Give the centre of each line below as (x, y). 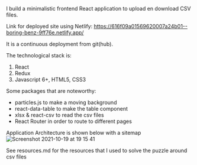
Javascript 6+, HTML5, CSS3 (50, 80)
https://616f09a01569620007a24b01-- (141, 26)
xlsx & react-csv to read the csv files (59, 115)
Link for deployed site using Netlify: (49, 26)
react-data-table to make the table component (71, 109)
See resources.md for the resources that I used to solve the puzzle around (97, 151)
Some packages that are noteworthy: (51, 91)
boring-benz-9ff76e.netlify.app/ (45, 33)
